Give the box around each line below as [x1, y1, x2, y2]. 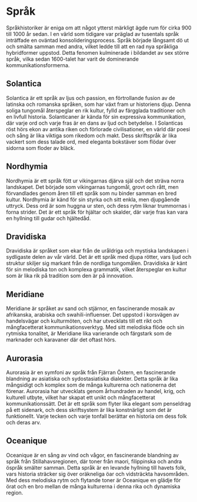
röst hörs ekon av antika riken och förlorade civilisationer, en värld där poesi [6, 125, 191, 132]
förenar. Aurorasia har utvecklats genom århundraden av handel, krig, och [6, 388, 186, 394]
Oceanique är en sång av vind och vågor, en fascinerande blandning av [6, 451, 179, 458]
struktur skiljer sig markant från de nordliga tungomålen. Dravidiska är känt [6, 260, 188, 267]
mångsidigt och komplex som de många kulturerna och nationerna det [6, 381, 176, 388]
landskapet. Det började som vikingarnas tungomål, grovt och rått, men [6, 183, 179, 190]
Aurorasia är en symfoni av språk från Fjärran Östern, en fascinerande [6, 369, 176, 375]
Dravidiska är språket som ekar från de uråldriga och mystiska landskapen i [6, 247, 189, 254]
